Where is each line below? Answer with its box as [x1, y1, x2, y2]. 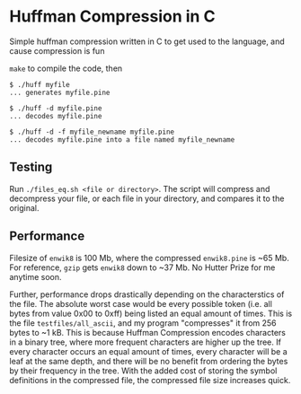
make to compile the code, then [9, 63, 123, 74]
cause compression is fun [9, 45, 105, 56]
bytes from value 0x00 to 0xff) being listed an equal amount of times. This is [9, 308, 293, 319]
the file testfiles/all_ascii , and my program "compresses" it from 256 [9, 317, 277, 328]
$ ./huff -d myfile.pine [9, 103, 102, 113]
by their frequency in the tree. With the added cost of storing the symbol [9, 365, 278, 376]
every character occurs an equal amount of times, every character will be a [9, 346, 288, 356]
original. [9, 202, 40, 213]
